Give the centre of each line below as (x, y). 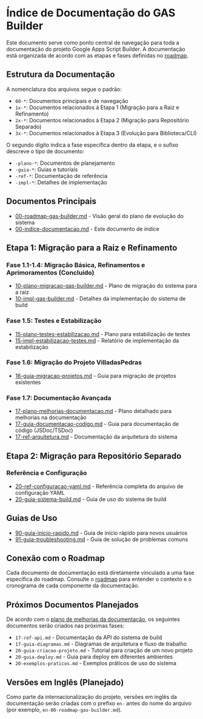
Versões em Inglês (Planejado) (65, 682)
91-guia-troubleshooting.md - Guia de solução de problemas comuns (101, 539)
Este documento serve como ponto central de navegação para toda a (93, 42)
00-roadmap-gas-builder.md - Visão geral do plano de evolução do (99, 216)
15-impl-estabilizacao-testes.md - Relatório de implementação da (97, 340)
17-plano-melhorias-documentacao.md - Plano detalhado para (93, 411)
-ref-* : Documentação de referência (61, 176)
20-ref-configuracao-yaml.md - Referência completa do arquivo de (99, 486)
